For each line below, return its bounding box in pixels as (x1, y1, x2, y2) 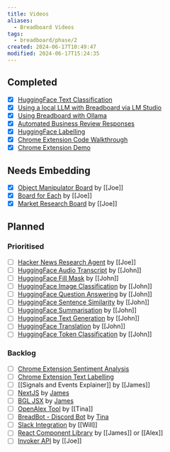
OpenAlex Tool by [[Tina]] (17, 404, 93, 413)
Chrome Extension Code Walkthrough (17, 136, 128, 144)
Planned (7, 220, 45, 232)
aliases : (7, 17, 33, 24)
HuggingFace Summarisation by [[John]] (17, 306, 137, 315)
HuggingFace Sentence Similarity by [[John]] (17, 298, 150, 306)
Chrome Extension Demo (17, 144, 91, 152)
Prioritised (7, 242, 45, 252)
